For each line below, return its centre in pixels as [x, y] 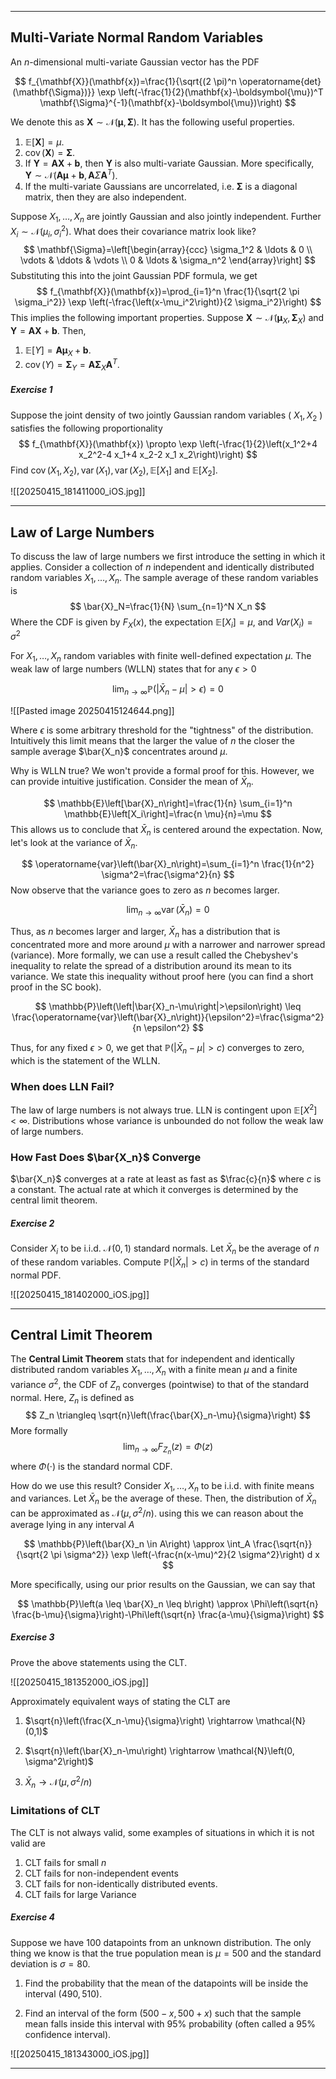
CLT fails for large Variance [80, 1894]
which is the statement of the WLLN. [85, 1060]
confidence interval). [68, 2034]
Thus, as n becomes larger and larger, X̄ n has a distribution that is [145, 933]
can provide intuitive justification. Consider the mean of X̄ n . [132, 782]
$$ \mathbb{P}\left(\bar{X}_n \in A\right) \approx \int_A [137, 1543]
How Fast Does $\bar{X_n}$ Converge [106, 1157]
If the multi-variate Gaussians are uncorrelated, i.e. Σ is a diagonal [161, 187]
